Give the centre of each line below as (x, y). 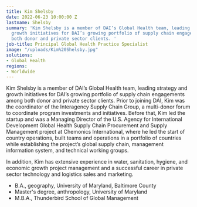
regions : (17, 66)
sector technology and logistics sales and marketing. (70, 174)
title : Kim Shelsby (30, 11)
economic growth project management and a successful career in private (95, 168)
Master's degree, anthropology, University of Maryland (81, 192)
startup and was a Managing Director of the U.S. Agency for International (94, 119)
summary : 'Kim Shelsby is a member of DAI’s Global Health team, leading (98, 28)
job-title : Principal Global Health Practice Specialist (77, 45)
